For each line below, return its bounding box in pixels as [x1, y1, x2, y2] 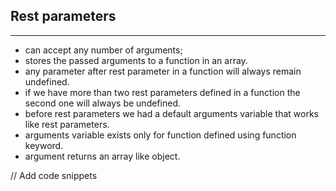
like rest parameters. [24, 118, 110, 130]
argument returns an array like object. [24, 150, 181, 162]
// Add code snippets [10, 169, 98, 181]
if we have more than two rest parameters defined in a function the [24, 86, 301, 98]
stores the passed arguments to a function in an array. [24, 54, 248, 66]
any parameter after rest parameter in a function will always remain [24, 65, 302, 77]
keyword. [24, 139, 64, 151]
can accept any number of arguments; [24, 44, 183, 56]
